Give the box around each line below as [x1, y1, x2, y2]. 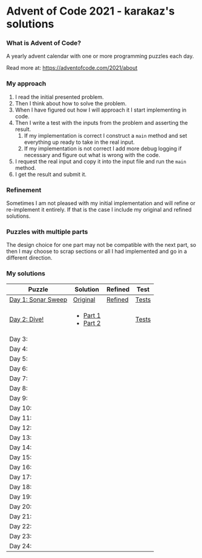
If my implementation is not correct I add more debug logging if [24, 144, 182, 152]
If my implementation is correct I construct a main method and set [24, 132, 187, 139]
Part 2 [83, 318, 101, 327]
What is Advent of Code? [6, 39, 82, 47]
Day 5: [9, 354, 28, 363]
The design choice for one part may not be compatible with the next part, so [6, 241, 197, 249]
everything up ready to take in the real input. [24, 138, 135, 146]
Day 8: [9, 384, 28, 392]
